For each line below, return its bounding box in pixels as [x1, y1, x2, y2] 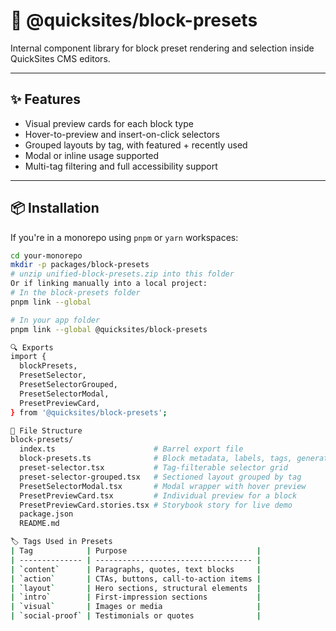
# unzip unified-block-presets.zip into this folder [10, 269, 235, 279]
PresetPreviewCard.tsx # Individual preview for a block [19, 490, 298, 501]
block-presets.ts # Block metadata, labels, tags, [19, 454, 293, 464]
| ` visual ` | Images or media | [10, 602, 262, 612]
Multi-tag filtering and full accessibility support [24, 160, 218, 172]
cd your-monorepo [10, 250, 83, 261]
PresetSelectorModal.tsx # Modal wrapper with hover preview [19, 481, 307, 491]
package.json [19, 509, 74, 519]
